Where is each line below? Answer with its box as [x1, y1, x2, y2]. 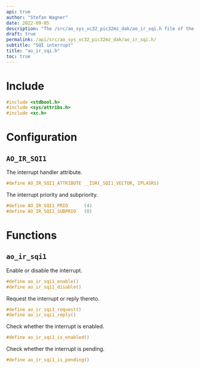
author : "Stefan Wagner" [6, 14, 68, 20]
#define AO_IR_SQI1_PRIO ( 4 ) [6, 203, 93, 209]
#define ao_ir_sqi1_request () [6, 307, 82, 313]
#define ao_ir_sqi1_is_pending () [6, 357, 90, 363]
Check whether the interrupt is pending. [6, 346, 105, 353]
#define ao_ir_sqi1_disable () [6, 284, 82, 290]
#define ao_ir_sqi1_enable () [6, 278, 79, 284]
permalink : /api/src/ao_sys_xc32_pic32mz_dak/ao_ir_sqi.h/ [6, 37, 157, 43]
